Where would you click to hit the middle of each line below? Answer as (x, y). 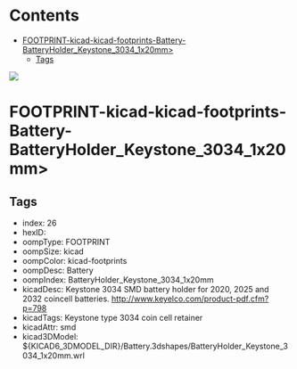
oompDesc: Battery (58, 270)
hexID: (34, 232)
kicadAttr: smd (49, 327)
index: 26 (39, 223)
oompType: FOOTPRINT (66, 242)
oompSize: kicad (53, 251)
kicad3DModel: (50, 336)
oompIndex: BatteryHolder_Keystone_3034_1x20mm (118, 279)
